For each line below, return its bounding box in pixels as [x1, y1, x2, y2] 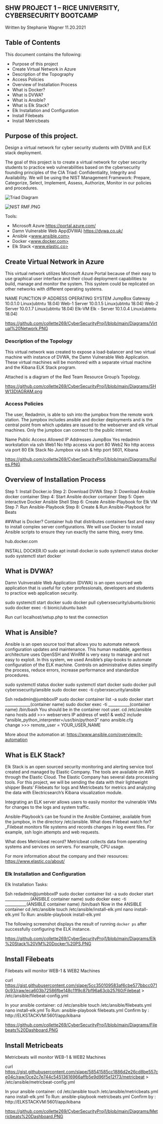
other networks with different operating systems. [5, 286, 103, 292]
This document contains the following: [5, 51, 82, 57]
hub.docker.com [5, 538, 38, 544]
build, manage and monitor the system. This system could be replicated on [5, 281, 155, 287]
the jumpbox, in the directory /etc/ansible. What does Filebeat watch [5, 819, 143, 825]
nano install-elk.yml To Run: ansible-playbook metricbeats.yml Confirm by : [5, 1094, 156, 1100]
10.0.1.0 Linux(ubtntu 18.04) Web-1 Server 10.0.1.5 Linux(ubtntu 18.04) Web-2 [5, 301, 159, 307]
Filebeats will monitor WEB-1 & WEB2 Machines [5, 968, 100, 974]
